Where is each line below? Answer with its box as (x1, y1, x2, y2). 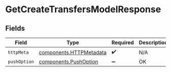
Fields (5, 24, 25, 33)
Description (138, 39, 168, 46)
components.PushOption (39, 58, 98, 65)
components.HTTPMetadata (39, 49, 107, 56)
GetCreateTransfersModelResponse (5, 4, 161, 15)
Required (111, 39, 134, 46)
